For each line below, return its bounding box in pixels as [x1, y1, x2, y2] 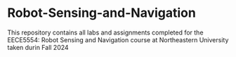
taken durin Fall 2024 [7, 43, 69, 51]
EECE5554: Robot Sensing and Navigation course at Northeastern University [7, 35, 229, 44]
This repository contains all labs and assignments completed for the [7, 28, 204, 37]
